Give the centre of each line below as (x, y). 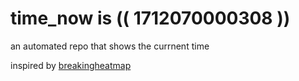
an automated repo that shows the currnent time (110, 46)
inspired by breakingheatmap (71, 65)
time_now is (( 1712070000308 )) (150, 18)
